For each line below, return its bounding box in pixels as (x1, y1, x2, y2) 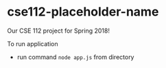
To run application (7, 39, 58, 48)
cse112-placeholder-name (7, 4, 159, 20)
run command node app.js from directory (16, 52, 134, 61)
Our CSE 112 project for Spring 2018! (7, 27, 110, 35)
